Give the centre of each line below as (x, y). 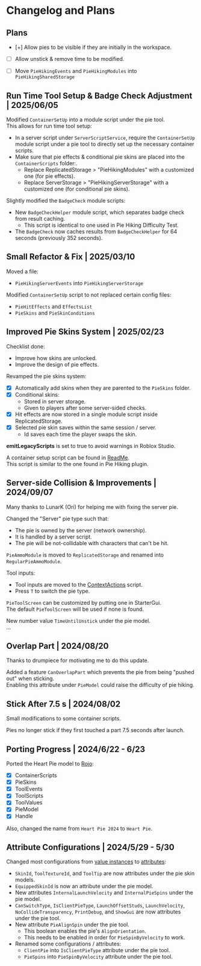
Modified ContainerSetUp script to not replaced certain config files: (89, 295)
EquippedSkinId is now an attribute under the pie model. (84, 886)
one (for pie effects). (49, 176)
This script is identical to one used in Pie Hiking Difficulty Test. (101, 225)
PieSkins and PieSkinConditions (55, 313)
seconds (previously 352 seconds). (59, 238)
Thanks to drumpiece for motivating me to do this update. (78, 660)
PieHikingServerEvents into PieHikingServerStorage (79, 283)
